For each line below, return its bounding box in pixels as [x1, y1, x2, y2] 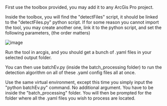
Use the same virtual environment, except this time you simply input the [5, 79, 153, 85]
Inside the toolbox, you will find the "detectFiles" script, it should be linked [5, 14, 158, 19]
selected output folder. [5, 54, 52, 60]
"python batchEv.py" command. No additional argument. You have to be [5, 84, 153, 90]
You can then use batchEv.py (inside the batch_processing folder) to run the [5, 64, 162, 70]
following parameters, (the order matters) [5, 30, 90, 35]
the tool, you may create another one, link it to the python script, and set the [5, 24, 161, 30]
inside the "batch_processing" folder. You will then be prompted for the [5, 90, 151, 95]
